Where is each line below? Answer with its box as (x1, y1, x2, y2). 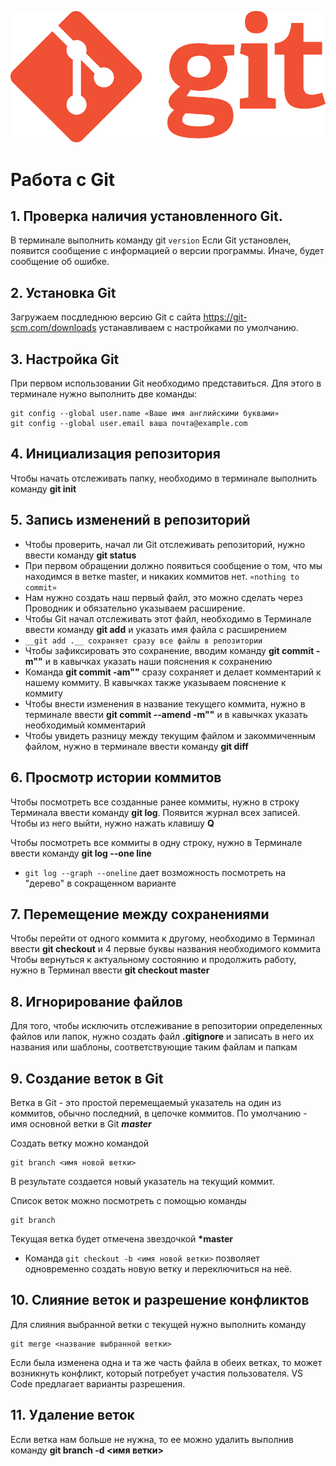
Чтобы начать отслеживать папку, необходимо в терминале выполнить (10, 472, 318, 484)
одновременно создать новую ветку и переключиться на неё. (24, 1262, 293, 1275)
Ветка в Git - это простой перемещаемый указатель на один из (10, 1096, 282, 1108)
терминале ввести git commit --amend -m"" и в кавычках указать (24, 708, 308, 720)
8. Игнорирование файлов (10, 993, 183, 1010)
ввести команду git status (24, 549, 137, 561)
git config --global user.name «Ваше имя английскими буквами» (10, 409, 280, 419)
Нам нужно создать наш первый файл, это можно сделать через (24, 591, 303, 603)
